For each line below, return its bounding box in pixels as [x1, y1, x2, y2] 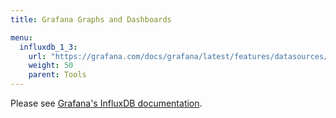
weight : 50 [28, 61, 74, 71]
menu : [10, 32, 33, 43]
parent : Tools [28, 70, 87, 80]
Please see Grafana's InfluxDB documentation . [10, 97, 203, 109]
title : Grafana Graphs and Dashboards [10, 14, 172, 25]
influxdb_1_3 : [19, 42, 78, 52]
